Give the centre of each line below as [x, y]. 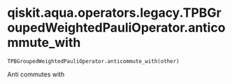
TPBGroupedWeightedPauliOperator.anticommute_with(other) [93, 61]
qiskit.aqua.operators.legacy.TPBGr [114, 13]
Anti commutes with [36, 74]
